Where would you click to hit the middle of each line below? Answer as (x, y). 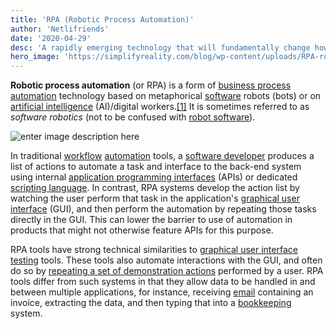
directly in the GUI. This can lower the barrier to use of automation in (151, 220)
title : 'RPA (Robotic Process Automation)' (102, 19)
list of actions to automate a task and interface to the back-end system (156, 167)
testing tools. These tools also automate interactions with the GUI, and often (166, 260)
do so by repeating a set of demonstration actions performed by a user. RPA (167, 271)
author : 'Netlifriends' (60, 29)
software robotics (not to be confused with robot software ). (133, 117)
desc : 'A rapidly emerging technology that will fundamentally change (160, 47)
